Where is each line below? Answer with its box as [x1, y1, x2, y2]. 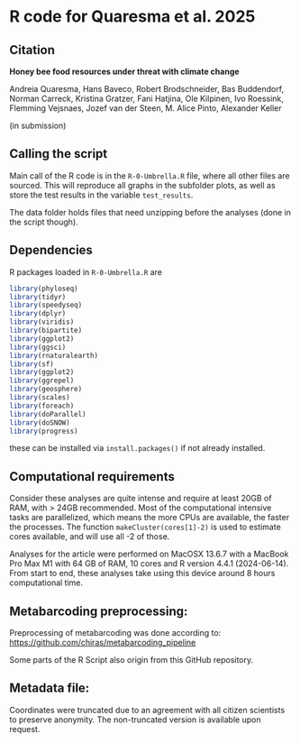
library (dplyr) [9, 309, 67, 318]
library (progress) [9, 427, 78, 436]
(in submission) [9, 120, 67, 131]
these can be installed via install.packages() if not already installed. [9, 443, 266, 454]
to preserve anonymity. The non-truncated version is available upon [9, 714, 261, 725]
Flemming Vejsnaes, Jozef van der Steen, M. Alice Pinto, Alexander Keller [9, 103, 282, 114]
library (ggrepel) [9, 376, 75, 385]
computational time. [9, 577, 84, 588]
